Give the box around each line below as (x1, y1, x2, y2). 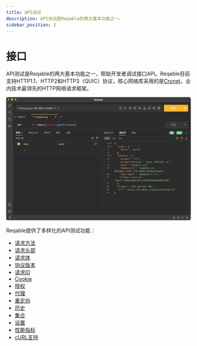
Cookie (14, 276, 32, 283)
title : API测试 (6, 9, 42, 15)
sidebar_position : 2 (6, 22, 57, 28)
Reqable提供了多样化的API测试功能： (6, 227, 96, 234)
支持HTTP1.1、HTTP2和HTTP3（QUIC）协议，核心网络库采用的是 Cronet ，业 (6, 78, 191, 85)
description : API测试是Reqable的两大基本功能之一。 (6, 15, 124, 22)
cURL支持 (14, 334, 39, 341)
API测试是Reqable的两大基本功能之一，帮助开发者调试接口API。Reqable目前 (6, 70, 191, 78)
